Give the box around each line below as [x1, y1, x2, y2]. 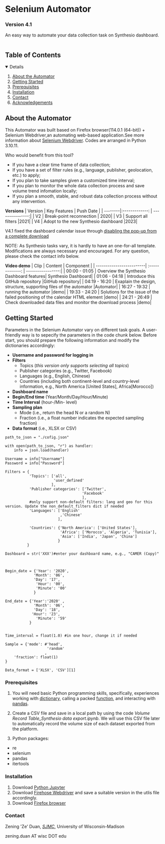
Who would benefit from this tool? [5, 152, 74, 158]
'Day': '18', [33, 607, 60, 612]
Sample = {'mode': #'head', [5, 641, 63, 646]
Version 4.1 [5, 21, 32, 28]
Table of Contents [5, 51, 61, 59]
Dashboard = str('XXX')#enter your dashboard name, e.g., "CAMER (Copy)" [5, 551, 160, 556]
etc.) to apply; [12, 172, 41, 178]
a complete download [5, 233, 49, 239]
